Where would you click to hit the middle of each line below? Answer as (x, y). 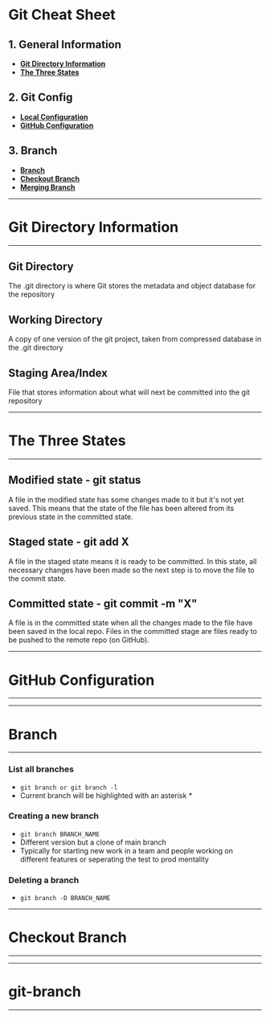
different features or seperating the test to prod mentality (114, 859)
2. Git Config (41, 98)
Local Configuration (54, 117)
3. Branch (33, 151)
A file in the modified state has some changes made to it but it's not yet (126, 499)
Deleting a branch (44, 880)
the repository (32, 294)
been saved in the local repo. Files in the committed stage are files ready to (133, 632)
